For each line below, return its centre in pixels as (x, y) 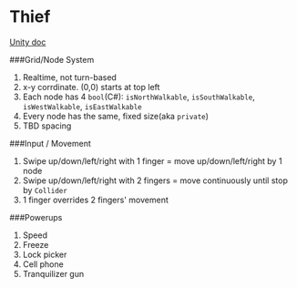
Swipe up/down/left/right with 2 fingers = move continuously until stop (155, 180)
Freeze (36, 244)
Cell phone (43, 264)
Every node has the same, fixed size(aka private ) (116, 116)
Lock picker (45, 254)
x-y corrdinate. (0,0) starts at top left (91, 87)
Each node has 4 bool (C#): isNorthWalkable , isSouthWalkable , (138, 97)
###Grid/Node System (52, 59)
